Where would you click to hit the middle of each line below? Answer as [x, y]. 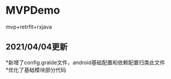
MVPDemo [33, 10]
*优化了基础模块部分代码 [36, 69]
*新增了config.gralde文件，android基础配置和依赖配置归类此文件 [85, 62]
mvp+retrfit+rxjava [29, 27]
